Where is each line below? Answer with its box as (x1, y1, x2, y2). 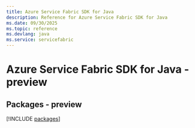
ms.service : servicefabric (6, 37, 74, 43)
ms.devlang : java (6, 31, 50, 37)
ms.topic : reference (6, 25, 58, 32)
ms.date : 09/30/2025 (6, 20, 58, 26)
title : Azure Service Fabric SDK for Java (6, 8, 114, 15)
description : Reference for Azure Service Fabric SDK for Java (6, 14, 168, 20)
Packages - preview (6, 99, 82, 109)
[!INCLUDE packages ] (6, 115, 61, 122)
